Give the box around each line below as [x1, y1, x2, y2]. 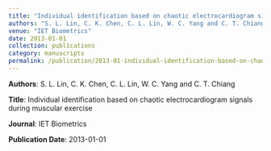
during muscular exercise [8, 103, 93, 113]
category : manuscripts [8, 49, 85, 57]
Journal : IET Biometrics [8, 119, 87, 128]
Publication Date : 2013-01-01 [8, 134, 106, 144]
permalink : [8, 57, 45, 65]
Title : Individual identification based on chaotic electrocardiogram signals [8, 94, 253, 104]
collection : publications [8, 42, 95, 50]
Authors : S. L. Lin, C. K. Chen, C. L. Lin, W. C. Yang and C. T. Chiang [8, 78, 236, 89]
